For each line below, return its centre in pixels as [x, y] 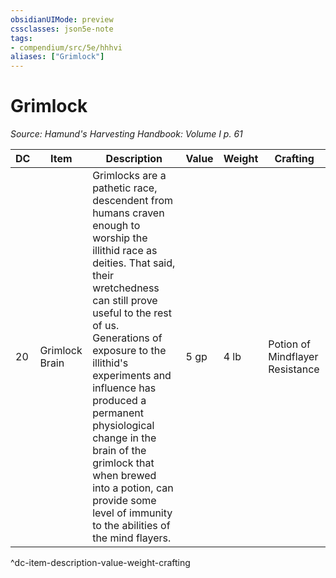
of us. [106, 326]
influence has [124, 388]
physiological [123, 426]
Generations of [127, 338]
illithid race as [125, 251]
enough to [116, 226]
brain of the [119, 451]
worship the [120, 238]
